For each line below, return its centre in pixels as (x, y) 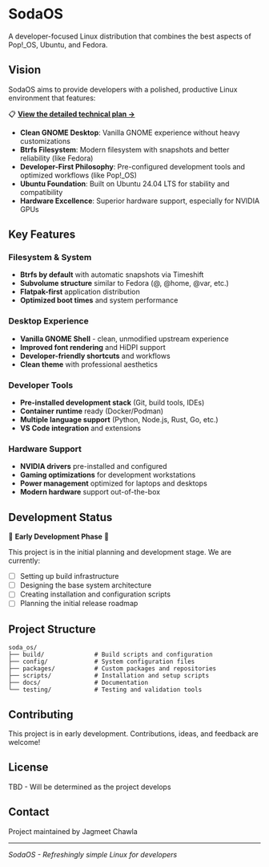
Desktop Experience (49, 321)
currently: (24, 561)
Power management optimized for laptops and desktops (114, 483)
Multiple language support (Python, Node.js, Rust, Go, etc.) (119, 420)
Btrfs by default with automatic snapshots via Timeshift (112, 275)
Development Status (60, 517)
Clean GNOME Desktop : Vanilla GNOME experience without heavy (130, 132)
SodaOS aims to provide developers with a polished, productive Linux (123, 89)
